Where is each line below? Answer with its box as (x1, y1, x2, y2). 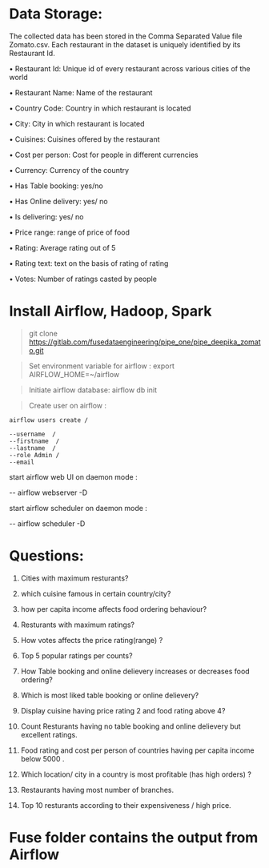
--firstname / (9, 437, 60, 445)
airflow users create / (9, 416, 89, 424)
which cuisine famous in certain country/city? (20, 589, 171, 598)
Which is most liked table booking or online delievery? (20, 690, 199, 700)
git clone (28, 328, 58, 338)
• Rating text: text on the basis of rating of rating (9, 258, 169, 268)
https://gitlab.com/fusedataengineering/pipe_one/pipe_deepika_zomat (28, 337, 261, 347)
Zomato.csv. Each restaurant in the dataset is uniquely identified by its (9, 39, 241, 49)
